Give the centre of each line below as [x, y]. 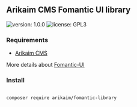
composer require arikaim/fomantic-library [62, 98]
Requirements [27, 40]
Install [16, 81]
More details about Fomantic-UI [46, 65]
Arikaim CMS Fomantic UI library [68, 10]
